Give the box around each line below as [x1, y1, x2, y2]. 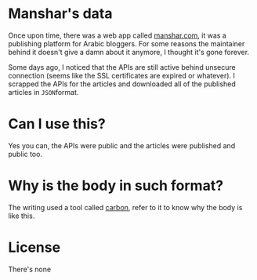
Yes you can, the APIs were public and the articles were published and [8, 140, 236, 150]
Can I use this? [8, 115, 106, 133]
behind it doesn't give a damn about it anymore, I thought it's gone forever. [8, 47, 249, 56]
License [8, 238, 61, 256]
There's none [8, 264, 52, 274]
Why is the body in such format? [8, 177, 224, 195]
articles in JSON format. [8, 87, 79, 96]
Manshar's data [8, 5, 113, 23]
